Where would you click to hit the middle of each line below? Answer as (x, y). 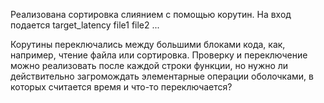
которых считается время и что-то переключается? (121, 87)
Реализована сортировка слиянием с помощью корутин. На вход (151, 14)
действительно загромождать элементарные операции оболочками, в (162, 76)
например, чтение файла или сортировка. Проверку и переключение (159, 55)
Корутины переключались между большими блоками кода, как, (148, 44)
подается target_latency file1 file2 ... (85, 25)
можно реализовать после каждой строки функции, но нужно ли (149, 65)
